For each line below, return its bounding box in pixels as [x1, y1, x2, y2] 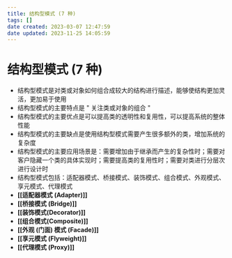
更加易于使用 [29, 95, 67, 103]
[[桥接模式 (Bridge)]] [17, 199, 77, 208]
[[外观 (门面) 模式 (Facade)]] [17, 226, 99, 234]
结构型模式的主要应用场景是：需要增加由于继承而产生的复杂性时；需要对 [17, 147, 225, 155]
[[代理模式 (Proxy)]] [17, 243, 75, 252]
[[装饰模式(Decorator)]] [17, 208, 86, 217]
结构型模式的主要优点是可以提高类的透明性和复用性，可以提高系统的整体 [17, 112, 225, 121]
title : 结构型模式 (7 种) [7, 10, 77, 17]
